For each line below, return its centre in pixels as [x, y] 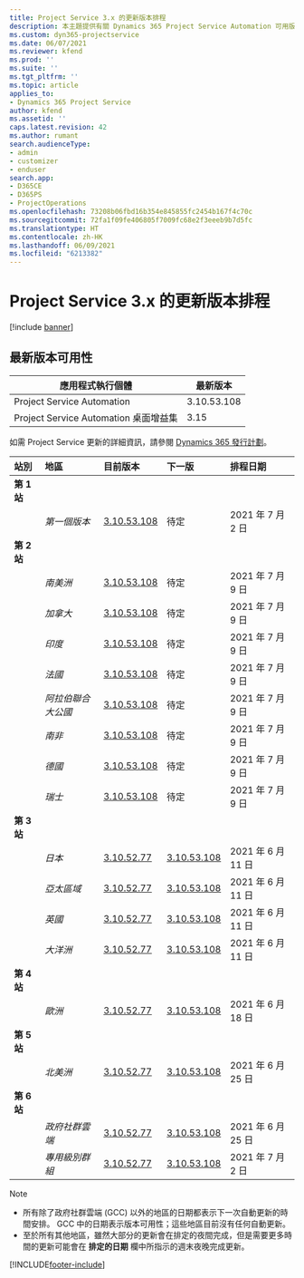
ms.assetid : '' [38, 119]
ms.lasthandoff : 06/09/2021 [62, 246]
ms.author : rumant [44, 136]
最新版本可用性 [51, 358]
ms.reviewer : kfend [46, 52]
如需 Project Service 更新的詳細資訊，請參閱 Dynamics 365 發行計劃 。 [140, 441]
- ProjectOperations [48, 203]
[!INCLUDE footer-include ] [57, 1264]
